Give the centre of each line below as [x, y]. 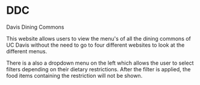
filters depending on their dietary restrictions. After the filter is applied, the [98, 69]
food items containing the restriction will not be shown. [74, 75]
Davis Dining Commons [35, 27]
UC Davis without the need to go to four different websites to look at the [95, 45]
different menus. [27, 51]
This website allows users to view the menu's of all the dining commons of [99, 38]
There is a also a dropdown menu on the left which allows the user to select [100, 63]
